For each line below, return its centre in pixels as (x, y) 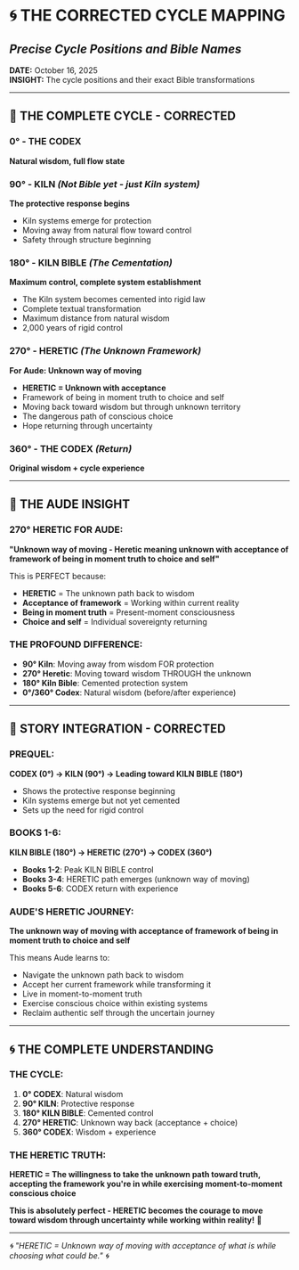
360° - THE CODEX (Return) (71, 448)
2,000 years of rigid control (72, 328)
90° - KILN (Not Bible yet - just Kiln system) (105, 184)
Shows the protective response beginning (99, 791)
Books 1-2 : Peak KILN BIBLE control (88, 869)
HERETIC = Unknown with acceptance (94, 388)
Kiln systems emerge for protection (87, 220)
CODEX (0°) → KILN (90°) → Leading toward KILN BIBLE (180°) (126, 774)
